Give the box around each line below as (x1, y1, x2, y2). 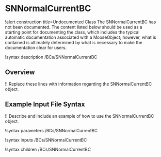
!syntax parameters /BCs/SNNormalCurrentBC (5, 127, 98, 133)
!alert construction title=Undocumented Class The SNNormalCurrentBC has (5, 19, 156, 25)
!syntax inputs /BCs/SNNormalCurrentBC (5, 137, 87, 143)
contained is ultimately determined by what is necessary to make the (5, 39, 143, 45)
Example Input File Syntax (5, 100, 85, 109)
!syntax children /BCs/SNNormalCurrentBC (5, 146, 91, 152)
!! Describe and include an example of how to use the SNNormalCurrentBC (5, 113, 154, 119)
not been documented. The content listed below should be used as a (5, 24, 143, 30)
